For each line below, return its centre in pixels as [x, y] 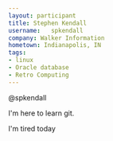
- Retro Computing [39, 75]
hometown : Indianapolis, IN [55, 45]
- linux [21, 61]
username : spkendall [46, 30]
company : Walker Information [56, 38]
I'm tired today [32, 128]
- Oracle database [39, 68]
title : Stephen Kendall [48, 23]
